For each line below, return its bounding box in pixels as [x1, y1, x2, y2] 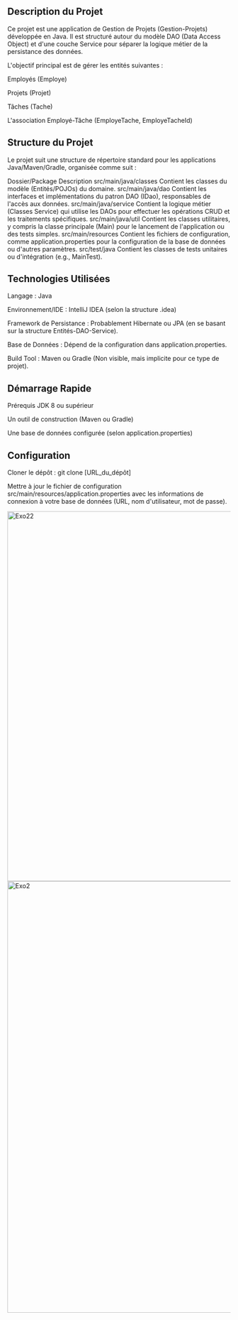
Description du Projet [7, 6, 103, 18]
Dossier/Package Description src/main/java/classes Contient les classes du [7, 177, 227, 185]
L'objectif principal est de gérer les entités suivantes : [7, 60, 164, 70]
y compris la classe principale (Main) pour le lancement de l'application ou [7, 222, 225, 230]
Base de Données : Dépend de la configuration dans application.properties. [7, 340, 227, 349]
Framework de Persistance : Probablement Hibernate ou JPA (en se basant [7, 319, 226, 328]
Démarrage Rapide [7, 382, 92, 394]
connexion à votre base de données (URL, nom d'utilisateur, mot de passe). [7, 497, 227, 506]
